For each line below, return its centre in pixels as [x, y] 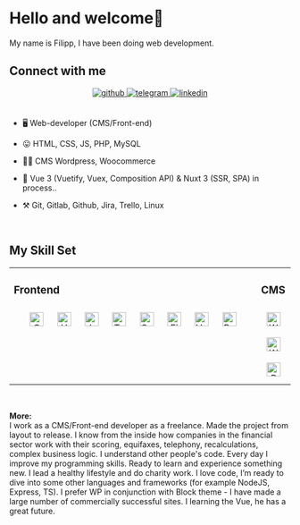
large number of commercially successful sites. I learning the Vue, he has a [148, 502]
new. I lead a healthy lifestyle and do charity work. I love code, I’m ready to [146, 473]
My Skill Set [43, 251]
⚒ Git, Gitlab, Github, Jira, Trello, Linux [93, 205]
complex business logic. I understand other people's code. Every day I [139, 454]
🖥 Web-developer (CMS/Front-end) [87, 123]
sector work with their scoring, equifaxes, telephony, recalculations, [134, 445]
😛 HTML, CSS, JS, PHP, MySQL [81, 143]
